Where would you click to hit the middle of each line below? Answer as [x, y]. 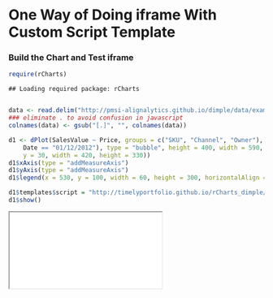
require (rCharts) [38, 75]
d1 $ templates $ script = [47, 192]
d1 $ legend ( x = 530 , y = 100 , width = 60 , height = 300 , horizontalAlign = [138, 178]
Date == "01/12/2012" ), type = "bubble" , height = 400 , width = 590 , [143, 148]
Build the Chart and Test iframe [71, 58]
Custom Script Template [92, 32]
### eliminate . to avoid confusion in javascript [96, 118]
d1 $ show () [25, 201]
